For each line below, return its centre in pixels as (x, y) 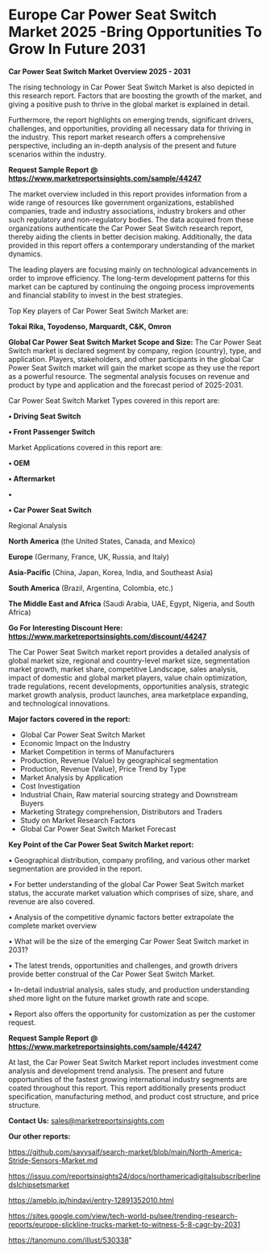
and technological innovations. (59, 703)
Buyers (32, 803)
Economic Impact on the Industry (75, 743)
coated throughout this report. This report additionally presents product (127, 1088)
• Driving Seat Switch (45, 416)
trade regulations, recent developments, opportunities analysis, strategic (129, 686)
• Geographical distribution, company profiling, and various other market (129, 860)
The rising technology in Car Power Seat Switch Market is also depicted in (131, 87)
